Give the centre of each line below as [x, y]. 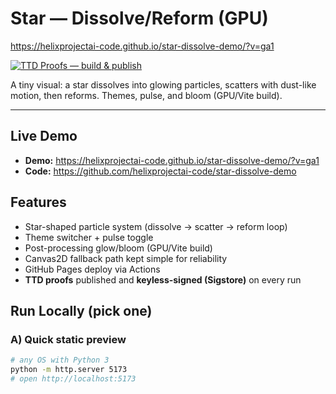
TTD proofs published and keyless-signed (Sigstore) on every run [163, 279]
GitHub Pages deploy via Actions [92, 269]
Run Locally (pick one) [81, 310]
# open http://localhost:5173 [73, 379]
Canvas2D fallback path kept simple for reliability [126, 258]
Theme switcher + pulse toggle [89, 237]
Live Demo [44, 136]
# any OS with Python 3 [60, 360]
